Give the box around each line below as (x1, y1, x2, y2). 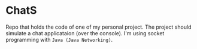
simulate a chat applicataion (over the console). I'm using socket (5, 29, 165, 36)
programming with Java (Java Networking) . (5, 36, 113, 43)
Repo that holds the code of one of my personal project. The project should (5, 23, 192, 30)
